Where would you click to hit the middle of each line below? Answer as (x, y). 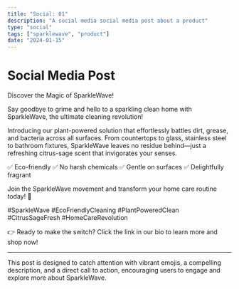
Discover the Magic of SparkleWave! (60, 95)
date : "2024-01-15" (36, 41)
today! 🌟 (20, 196)
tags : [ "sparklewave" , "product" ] (59, 34)
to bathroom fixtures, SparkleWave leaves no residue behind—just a (107, 146)
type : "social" (30, 27)
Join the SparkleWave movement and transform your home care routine (112, 189)
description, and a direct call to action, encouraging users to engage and (114, 270)
